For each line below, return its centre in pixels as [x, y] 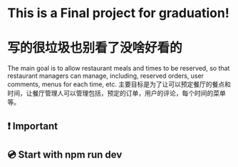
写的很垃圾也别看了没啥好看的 [95, 48]
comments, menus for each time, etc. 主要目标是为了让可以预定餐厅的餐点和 [119, 84]
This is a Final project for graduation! [118, 13]
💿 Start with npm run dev [65, 155]
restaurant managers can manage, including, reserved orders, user [106, 76]
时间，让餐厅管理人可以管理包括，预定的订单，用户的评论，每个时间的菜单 [117, 93]
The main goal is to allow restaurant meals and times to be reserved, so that [119, 69]
